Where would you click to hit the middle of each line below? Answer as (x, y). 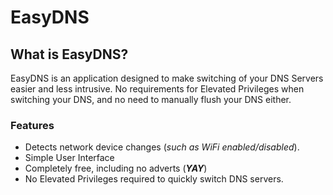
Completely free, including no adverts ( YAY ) (116, 168)
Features (32, 125)
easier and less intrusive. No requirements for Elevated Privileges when (157, 89)
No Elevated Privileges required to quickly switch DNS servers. (154, 179)
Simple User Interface (69, 158)
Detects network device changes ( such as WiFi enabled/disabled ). (162, 147)
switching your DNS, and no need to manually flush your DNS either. (151, 99)
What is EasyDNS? (69, 54)
